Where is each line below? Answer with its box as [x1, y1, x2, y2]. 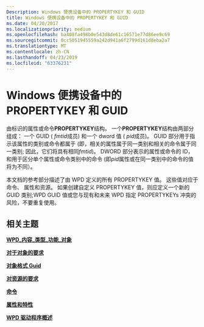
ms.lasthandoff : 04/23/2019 [6, 54, 78, 61]
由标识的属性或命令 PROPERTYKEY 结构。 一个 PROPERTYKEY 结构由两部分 [6, 125, 194, 132]
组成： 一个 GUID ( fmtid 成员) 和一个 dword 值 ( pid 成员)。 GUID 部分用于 [6, 133, 190, 140]
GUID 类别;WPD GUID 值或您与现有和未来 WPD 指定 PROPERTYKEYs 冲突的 [6, 191, 197, 199]
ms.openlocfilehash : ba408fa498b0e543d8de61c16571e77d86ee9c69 [6, 32, 171, 38]
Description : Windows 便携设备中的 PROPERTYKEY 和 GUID [6, 9, 145, 15]
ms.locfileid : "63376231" [6, 60, 72, 66]
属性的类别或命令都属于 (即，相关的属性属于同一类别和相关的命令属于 [16, 140, 192, 147]
